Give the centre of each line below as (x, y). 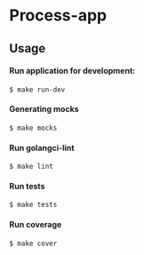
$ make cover (33, 243)
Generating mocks (44, 109)
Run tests (27, 186)
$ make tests (33, 205)
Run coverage (36, 224)
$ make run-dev (37, 90)
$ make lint (31, 167)
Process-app (58, 16)
